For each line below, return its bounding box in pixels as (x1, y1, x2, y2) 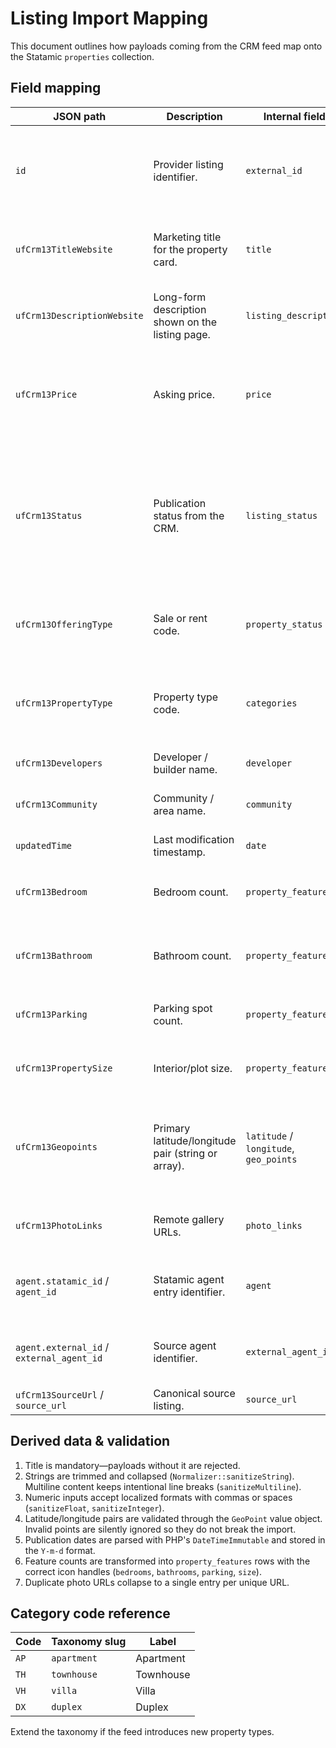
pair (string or (153, 1146, 218, 1160)
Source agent (153, 1338, 217, 1352)
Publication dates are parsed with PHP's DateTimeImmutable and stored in (24, 1533, 326, 1546)
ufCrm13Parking (15, 1008, 88, 1020)
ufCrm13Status (15, 510, 83, 521)
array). (153, 1158, 185, 1172)
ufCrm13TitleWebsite (15, 243, 113, 255)
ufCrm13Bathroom (15, 950, 93, 961)
